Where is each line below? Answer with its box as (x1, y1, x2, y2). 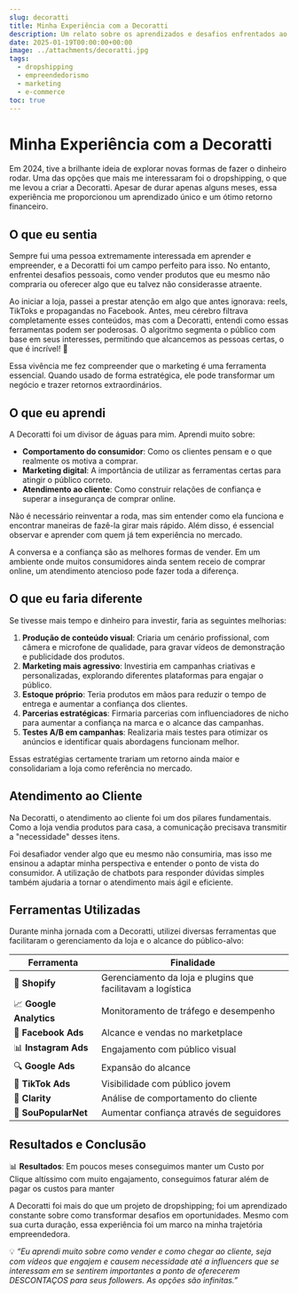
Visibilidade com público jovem (100, 1078, 231, 1090)
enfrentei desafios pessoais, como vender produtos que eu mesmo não (9, 269, 271, 280)
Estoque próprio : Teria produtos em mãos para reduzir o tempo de (21, 688, 267, 699)
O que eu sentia (9, 227, 98, 242)
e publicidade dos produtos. (21, 651, 126, 662)
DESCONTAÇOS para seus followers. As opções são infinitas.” (9, 1275, 239, 1286)
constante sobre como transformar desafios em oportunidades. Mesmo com (9, 1210, 289, 1221)
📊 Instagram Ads (13, 1041, 89, 1054)
